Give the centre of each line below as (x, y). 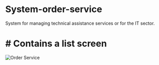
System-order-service (54, 9)
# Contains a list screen (56, 44)
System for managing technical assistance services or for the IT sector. (80, 23)
